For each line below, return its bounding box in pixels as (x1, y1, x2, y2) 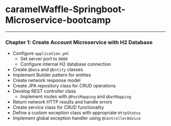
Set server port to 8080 (20, 56, 68, 62)
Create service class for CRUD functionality (12, 104, 104, 110)
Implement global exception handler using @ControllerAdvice (12, 115, 141, 121)
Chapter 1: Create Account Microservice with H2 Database (5, 39, 153, 46)
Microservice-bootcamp (5, 14, 111, 26)
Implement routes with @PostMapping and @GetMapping (20, 93, 131, 100)
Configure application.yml (12, 50, 70, 56)
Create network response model (12, 77, 80, 83)
